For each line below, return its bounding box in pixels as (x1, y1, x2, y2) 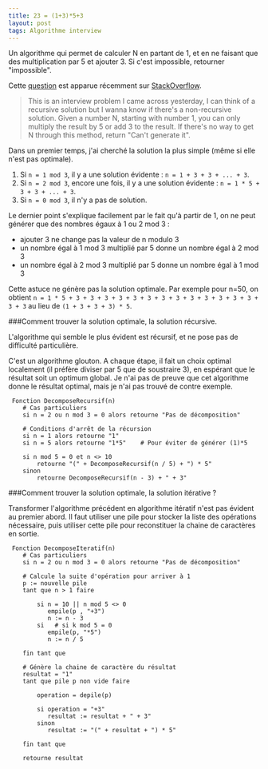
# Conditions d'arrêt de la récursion (22, 425, 152, 433)
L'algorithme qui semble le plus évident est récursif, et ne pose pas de (8, 333, 238, 342)
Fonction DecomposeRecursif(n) (11, 397, 116, 405)
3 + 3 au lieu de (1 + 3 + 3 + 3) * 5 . (8, 301, 132, 311)
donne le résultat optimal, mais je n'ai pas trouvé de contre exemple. (8, 381, 233, 392)
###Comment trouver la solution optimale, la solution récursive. (8, 317, 218, 326)
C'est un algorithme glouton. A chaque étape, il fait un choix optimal (8, 357, 231, 366)
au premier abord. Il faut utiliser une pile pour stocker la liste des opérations (8, 512, 257, 522)
